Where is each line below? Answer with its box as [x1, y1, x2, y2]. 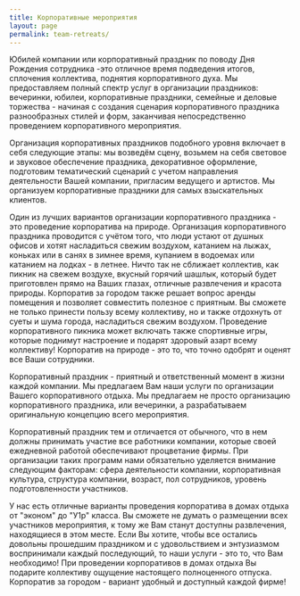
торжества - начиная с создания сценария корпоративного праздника [9, 102, 279, 112]
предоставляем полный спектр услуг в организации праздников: [9, 82, 259, 94]
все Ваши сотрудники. [9, 354, 96, 365]
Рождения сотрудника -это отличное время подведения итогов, [9, 63, 255, 74]
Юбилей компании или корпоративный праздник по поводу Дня [9, 54, 255, 65]
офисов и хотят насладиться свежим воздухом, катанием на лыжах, [9, 240, 271, 251]
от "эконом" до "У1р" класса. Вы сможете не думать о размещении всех [9, 510, 288, 521]
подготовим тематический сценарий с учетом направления [9, 166, 238, 177]
